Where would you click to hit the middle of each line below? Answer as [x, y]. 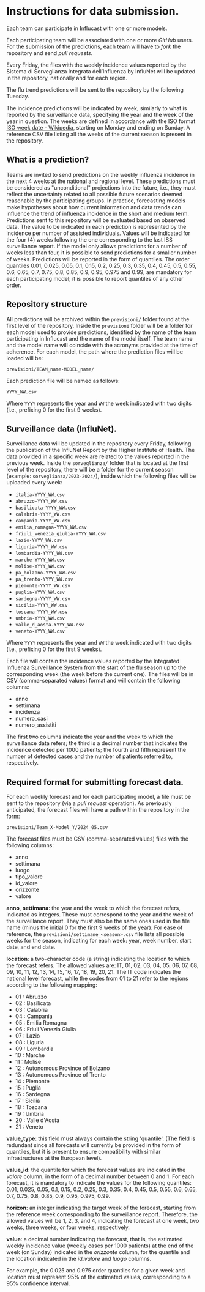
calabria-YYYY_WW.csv [43, 514]
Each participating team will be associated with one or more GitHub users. [100, 40]
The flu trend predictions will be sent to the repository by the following [95, 89]
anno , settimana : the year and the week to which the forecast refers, [93, 908]
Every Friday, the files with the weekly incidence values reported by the [96, 65]
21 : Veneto [29, 1127]
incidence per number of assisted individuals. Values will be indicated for [99, 233]
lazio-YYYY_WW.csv [39, 540]
